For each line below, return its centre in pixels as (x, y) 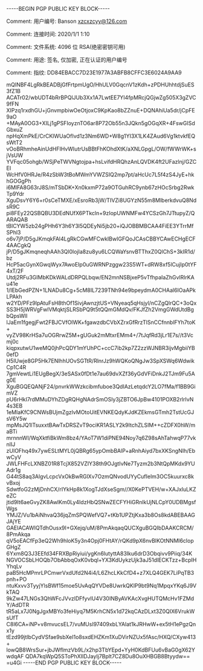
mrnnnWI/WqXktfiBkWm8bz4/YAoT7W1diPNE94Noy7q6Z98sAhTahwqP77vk (101, 438)
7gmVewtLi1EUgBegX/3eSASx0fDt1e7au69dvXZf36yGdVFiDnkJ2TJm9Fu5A (101, 374)
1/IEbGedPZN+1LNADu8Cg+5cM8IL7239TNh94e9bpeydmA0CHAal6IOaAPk (101, 290)
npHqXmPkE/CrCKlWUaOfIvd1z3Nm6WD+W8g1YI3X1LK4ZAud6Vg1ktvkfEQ (101, 136)
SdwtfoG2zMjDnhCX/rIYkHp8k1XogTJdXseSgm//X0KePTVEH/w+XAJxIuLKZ (101, 489)
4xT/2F (15, 271)
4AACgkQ (19, 245)
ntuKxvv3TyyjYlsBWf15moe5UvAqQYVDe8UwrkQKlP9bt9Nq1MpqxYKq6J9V (101, 585)
